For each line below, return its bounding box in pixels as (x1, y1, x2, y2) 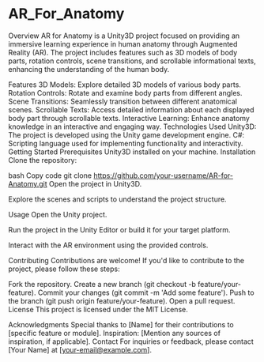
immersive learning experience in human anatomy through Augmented (8, 39, 238, 48)
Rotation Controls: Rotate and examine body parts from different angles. (8, 88, 243, 97)
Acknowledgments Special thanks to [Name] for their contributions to (8, 319, 235, 329)
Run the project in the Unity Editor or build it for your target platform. (8, 224, 231, 234)
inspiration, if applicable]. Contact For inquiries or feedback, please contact (8, 337, 255, 346)
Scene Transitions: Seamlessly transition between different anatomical (8, 96, 237, 106)
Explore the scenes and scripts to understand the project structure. (8, 194, 227, 204)
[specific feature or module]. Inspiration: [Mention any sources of (8, 328, 221, 337)
